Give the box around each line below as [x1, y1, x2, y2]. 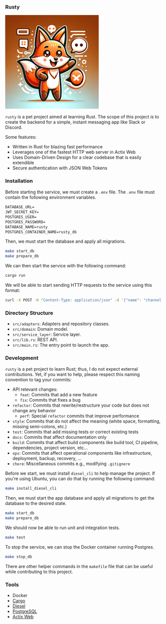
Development [5, 355, 39, 362]
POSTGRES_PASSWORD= [5, 219, 46, 224]
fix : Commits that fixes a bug [19, 397, 81, 403]
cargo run [5, 273, 26, 278]
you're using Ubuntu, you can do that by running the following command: [5, 476, 156, 482]
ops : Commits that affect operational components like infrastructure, [12, 450, 152, 456]
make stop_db [5, 555, 32, 560]
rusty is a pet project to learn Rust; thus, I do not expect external [5, 366, 138, 372]
